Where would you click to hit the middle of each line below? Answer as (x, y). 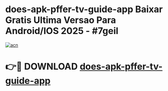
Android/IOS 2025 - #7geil (62, 31)
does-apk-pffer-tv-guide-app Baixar (84, 9)
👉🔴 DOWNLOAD (41, 67)
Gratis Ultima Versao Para (61, 20)
